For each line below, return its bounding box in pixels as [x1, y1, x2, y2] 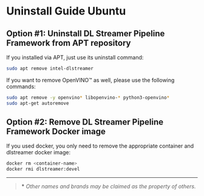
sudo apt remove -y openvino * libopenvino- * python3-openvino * [6, 94, 170, 100]
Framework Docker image [6, 126, 106, 137]
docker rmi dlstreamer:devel [6, 166, 80, 172]
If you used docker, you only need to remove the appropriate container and [6, 142, 194, 149]
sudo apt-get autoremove [6, 100, 69, 106]
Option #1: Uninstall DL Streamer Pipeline [6, 28, 165, 39]
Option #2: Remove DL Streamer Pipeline [6, 117, 164, 128]
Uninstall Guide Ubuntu [6, 4, 126, 18]
